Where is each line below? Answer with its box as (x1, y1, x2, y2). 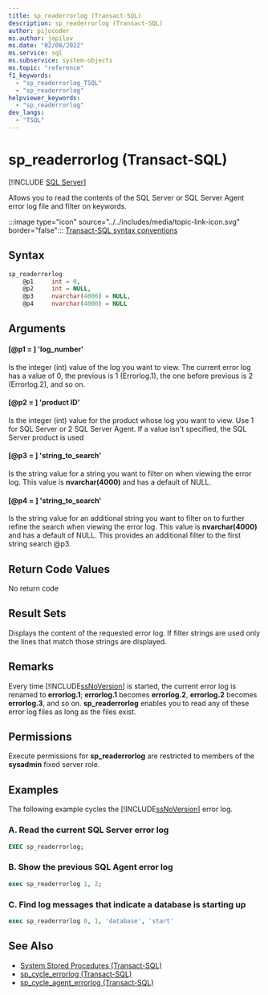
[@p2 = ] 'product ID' (8, 398, 80, 408)
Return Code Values (8, 562, 111, 576)
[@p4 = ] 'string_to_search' (8, 495, 102, 506)
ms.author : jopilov (8, 34, 74, 43)
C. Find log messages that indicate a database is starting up (8, 899, 246, 910)
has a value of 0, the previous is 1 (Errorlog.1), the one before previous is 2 (8, 371, 254, 380)
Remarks (8, 660, 55, 674)
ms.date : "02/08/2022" (8, 42, 84, 50)
